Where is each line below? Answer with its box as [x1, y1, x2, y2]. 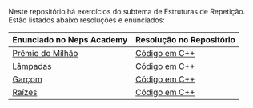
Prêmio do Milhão [12, 48, 78, 58]
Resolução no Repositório [135, 34, 236, 45]
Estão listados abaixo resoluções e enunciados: [8, 15, 166, 25]
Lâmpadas [12, 61, 52, 71]
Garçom [12, 74, 42, 85]
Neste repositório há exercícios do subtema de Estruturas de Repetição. [8, 7, 246, 16]
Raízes [12, 87, 38, 98]
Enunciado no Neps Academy [12, 34, 128, 45]
